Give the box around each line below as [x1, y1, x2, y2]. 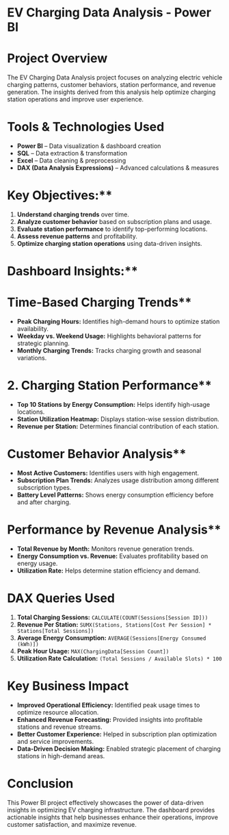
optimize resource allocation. [16, 708, 99, 716]
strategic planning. [16, 339, 70, 347]
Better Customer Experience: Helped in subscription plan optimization [16, 730, 217, 738]
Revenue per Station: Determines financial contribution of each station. [16, 423, 219, 431]
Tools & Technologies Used [7, 119, 165, 135]
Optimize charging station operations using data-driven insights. [16, 240, 203, 247]
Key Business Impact [7, 678, 129, 694]
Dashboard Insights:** [7, 264, 139, 279]
